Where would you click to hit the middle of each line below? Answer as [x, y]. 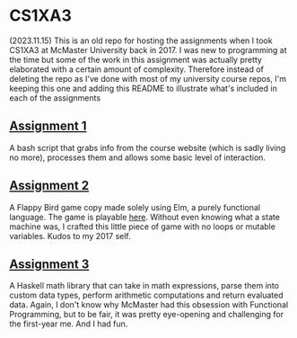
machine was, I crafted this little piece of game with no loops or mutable [143, 227]
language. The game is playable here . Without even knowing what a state [145, 217]
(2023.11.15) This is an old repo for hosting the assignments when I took [141, 40]
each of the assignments [55, 98]
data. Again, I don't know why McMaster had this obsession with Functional [149, 305]
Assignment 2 [49, 186]
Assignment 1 [48, 126]
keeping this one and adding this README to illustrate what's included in [144, 88]
